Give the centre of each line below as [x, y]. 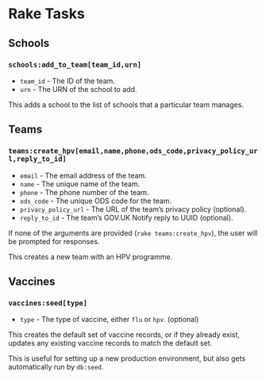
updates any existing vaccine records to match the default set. [110, 343]
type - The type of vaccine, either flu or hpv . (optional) [109, 320]
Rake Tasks [46, 14]
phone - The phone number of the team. [84, 192]
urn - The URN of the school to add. [78, 89]
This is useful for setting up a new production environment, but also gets [127, 358]
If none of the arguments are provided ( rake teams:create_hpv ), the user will [133, 233]
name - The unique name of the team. [80, 184]
